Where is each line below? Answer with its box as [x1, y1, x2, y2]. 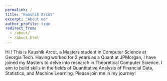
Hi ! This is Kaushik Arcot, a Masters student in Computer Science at [5, 48, 146, 55]
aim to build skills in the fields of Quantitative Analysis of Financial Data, [5, 64, 154, 70]
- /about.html [10, 35, 39, 40]
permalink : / [5, 7, 33, 12]
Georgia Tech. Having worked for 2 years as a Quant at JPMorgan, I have [5, 54, 156, 60]
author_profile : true [5, 21, 51, 26]
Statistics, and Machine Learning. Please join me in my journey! [5, 70, 136, 76]
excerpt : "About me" [5, 16, 49, 21]
